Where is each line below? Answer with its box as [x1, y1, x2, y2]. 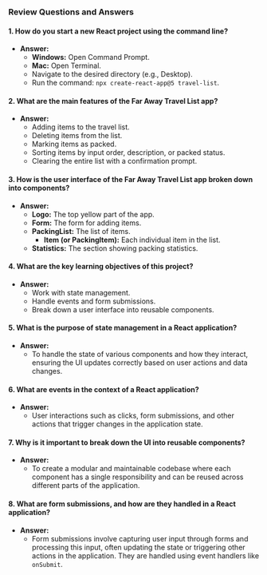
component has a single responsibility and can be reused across [31, 472, 244, 482]
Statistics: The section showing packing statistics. [31, 243, 198, 253]
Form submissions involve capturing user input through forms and [31, 533, 249, 543]
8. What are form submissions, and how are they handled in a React [8, 498, 237, 509]
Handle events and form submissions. [31, 296, 156, 306]
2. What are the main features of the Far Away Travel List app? [8, 96, 218, 105]
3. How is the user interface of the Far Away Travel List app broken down [8, 174, 253, 184]
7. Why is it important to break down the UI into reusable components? [8, 438, 245, 447]
